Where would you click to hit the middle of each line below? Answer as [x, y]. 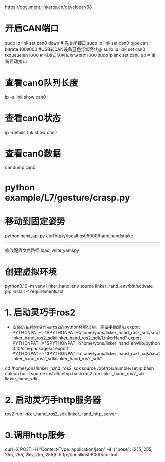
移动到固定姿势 [35, 222]
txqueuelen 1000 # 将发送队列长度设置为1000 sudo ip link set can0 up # [78, 55]
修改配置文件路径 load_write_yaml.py [42, 250]
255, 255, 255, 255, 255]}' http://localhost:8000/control [61, 454]
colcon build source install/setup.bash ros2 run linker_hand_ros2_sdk [75, 373]
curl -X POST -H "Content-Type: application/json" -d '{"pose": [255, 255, [79, 449]
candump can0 [20, 167]
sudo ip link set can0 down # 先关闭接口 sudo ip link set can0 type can [77, 43]
